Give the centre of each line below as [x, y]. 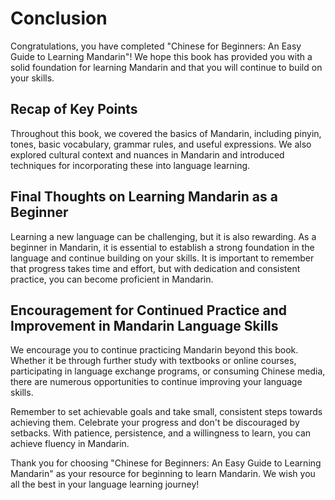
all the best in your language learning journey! [105, 484]
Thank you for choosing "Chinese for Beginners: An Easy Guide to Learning [166, 463]
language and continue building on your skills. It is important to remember [162, 258]
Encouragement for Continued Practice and [148, 310]
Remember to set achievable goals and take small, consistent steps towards [166, 412]
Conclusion [59, 18]
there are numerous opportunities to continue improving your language [156, 382]
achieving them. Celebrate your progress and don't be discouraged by [155, 423]
